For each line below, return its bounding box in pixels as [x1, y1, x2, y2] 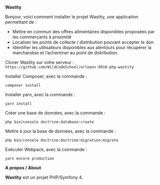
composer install [5, 83, 41, 88]
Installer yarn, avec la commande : [5, 92, 75, 97]
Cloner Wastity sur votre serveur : [5, 60, 74, 65]
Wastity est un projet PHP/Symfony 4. [5, 175, 83, 180]
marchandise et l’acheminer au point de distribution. [12, 50, 119, 56]
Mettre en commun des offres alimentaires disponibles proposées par [12, 29, 155, 34]
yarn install [5, 101, 32, 106]
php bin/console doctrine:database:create [5, 120, 94, 124]
